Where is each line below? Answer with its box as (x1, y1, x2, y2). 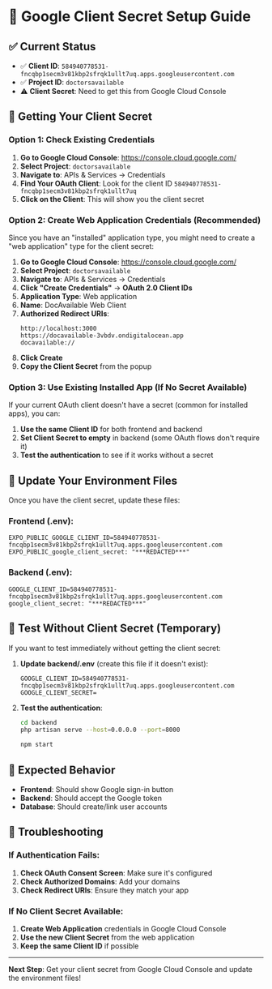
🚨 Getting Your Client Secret (8, 109, 152, 124)
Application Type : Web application (19, 291, 138, 301)
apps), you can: (8, 409, 61, 418)
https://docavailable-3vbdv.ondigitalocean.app (19, 332, 184, 340)
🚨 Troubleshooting (8, 825, 104, 839)
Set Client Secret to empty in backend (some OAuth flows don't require (19, 433, 261, 443)
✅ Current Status (8, 40, 96, 54)
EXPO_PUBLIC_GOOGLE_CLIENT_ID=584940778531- (8, 534, 161, 542)
